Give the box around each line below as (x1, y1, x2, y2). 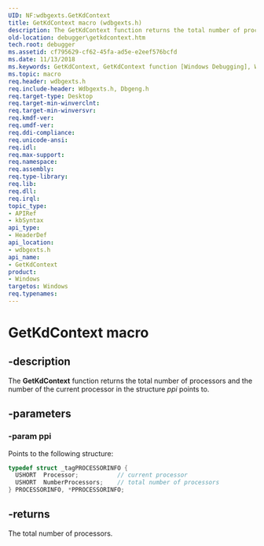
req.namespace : (8, 158, 58, 166)
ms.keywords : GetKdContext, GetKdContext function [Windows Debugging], (8, 63, 251, 71)
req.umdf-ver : (8, 121, 55, 129)
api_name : (8, 253, 41, 261)
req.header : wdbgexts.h (8, 77, 86, 85)
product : (8, 268, 37, 276)
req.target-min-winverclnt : (8, 99, 101, 107)
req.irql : (8, 195, 41, 202)
